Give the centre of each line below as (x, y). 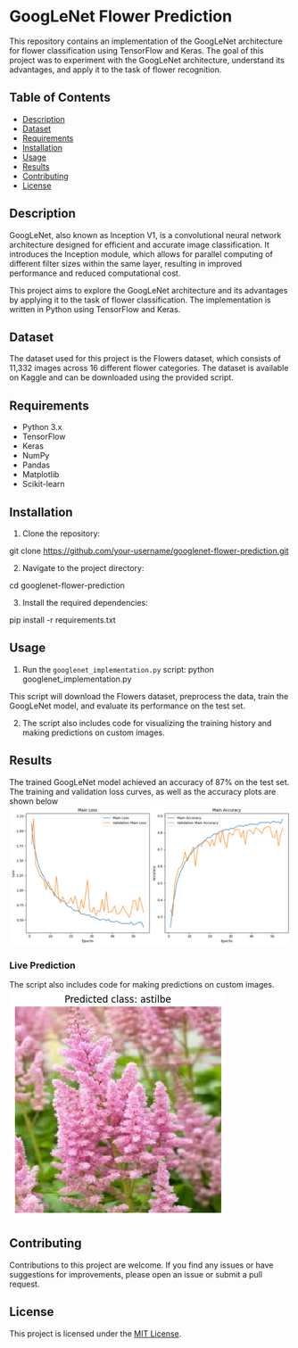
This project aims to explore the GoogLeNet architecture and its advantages (149, 290)
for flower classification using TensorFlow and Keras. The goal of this (137, 50)
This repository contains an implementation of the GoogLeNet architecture (146, 41)
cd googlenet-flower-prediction (67, 585)
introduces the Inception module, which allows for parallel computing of (141, 254)
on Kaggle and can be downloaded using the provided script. (121, 377)
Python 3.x (42, 427)
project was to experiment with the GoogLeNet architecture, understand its (147, 60)
